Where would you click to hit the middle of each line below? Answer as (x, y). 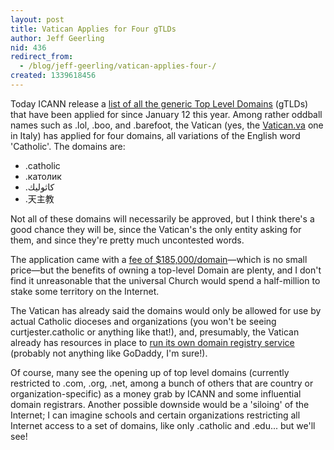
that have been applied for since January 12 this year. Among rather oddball (166, 114)
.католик (43, 176)
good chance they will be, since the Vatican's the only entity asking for (156, 229)
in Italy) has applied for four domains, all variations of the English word (155, 135)
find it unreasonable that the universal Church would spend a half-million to (165, 280)
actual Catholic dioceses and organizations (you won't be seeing (143, 321)
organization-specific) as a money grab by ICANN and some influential (156, 393)
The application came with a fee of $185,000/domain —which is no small (159, 259)
